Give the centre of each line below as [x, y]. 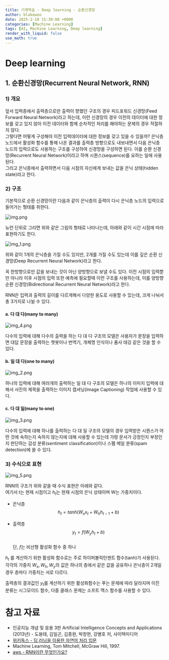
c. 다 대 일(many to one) [30, 409]
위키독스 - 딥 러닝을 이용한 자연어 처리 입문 [54, 640]
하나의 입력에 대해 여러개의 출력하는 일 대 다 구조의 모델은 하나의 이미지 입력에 [82, 383]
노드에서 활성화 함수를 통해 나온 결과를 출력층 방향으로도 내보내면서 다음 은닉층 [83, 142]
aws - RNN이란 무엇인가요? [40, 652]
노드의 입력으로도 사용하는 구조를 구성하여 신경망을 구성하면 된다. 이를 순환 [79, 149]
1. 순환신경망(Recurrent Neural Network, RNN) [77, 83]
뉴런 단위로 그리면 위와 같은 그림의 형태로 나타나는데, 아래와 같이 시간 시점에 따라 [84, 228]
